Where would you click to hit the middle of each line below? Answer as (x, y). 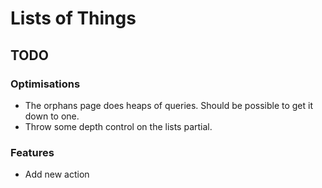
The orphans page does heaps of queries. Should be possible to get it (169, 105)
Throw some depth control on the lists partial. (118, 126)
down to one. (52, 116)
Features (32, 152)
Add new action (57, 174)
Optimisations (45, 84)
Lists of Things (73, 18)
